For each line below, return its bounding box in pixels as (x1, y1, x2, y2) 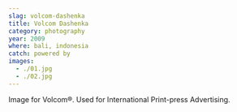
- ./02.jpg (15, 72, 53, 80)
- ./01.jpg (15, 65, 53, 73)
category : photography (8, 27, 85, 35)
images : (8, 58, 35, 66)
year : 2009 (8, 34, 45, 43)
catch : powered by (8, 50, 71, 58)
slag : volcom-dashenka (8, 11, 85, 20)
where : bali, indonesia (8, 42, 89, 50)
